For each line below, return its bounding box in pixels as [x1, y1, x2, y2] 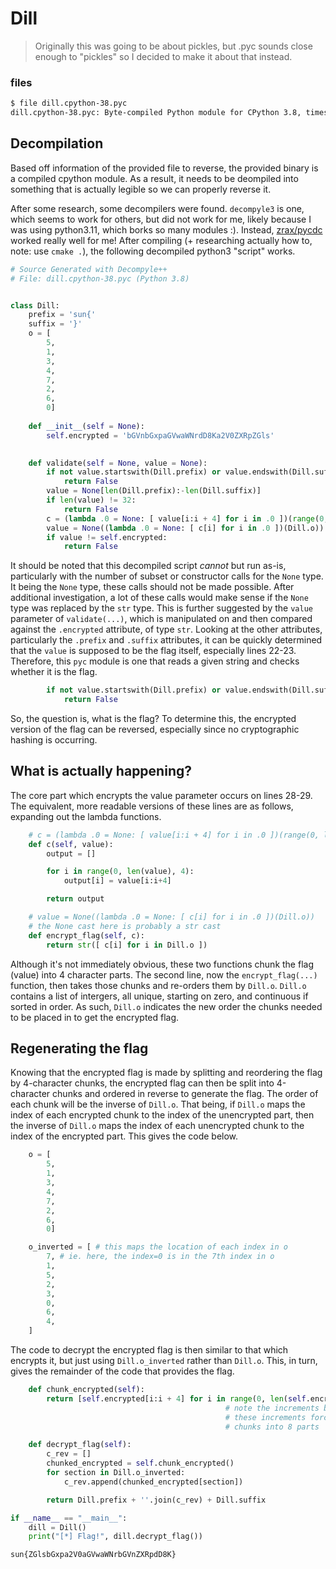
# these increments [224, 1412, 307, 1422]
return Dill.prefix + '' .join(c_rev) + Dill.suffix [46, 1495, 267, 1505]
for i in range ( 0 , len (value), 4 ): [46, 867, 195, 877]
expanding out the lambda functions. [10, 810, 162, 822]
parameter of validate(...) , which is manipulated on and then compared [10, 613, 313, 625]
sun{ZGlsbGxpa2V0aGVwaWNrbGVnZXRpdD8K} [10, 1550, 177, 1560]
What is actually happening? [10, 763, 192, 780]
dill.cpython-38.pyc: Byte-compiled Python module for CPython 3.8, [10, 108, 302, 118]
